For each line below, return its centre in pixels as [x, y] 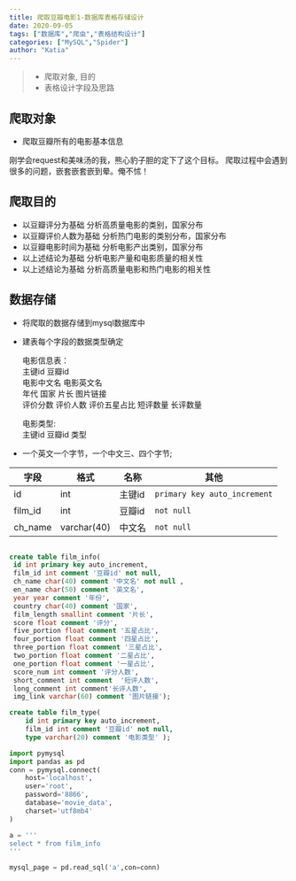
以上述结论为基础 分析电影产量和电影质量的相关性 [113, 258]
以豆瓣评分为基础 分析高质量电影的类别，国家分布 [113, 224]
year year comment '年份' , [62, 598]
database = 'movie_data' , [69, 803]
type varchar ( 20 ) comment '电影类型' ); [98, 737]
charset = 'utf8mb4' [59, 811]
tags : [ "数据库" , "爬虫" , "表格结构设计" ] [78, 34]
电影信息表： [45, 360]
